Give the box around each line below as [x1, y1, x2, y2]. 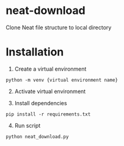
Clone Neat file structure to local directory [5, 24, 112, 31]
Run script [14, 122, 41, 129]
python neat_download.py [5, 133, 69, 140]
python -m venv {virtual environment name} [5, 77, 119, 83]
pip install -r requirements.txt [5, 111, 91, 117]
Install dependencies [14, 99, 68, 106]
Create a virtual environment [14, 65, 87, 72]
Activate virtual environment [14, 88, 86, 95]
